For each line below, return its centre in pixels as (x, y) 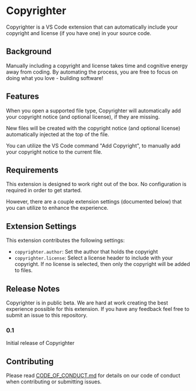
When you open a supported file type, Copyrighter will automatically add (94, 110)
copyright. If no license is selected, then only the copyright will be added (102, 264)
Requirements (32, 170)
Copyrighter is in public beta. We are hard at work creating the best (87, 303)
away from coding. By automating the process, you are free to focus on (92, 72)
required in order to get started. (44, 191)
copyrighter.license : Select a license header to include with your (94, 258)
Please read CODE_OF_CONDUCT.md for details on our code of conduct (93, 376)
